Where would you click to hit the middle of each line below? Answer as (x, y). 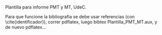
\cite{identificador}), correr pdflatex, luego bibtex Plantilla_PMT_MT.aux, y (81, 22)
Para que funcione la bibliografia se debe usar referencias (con (70, 17)
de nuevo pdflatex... (26, 27)
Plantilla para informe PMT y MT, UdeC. (46, 7)
